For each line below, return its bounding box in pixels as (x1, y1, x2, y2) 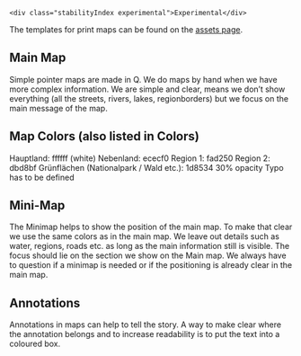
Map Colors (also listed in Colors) (9, 129, 199, 144)
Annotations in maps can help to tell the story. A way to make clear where (9, 319, 281, 330)
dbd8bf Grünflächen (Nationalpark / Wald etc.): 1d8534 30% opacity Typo (9, 162, 285, 173)
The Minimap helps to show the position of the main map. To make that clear (9, 221, 293, 233)
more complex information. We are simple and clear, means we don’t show (9, 84, 286, 94)
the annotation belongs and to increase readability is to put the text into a (9, 329, 280, 340)
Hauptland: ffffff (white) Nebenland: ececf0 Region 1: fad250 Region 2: (9, 153, 271, 164)
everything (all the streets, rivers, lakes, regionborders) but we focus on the (9, 93, 289, 103)
